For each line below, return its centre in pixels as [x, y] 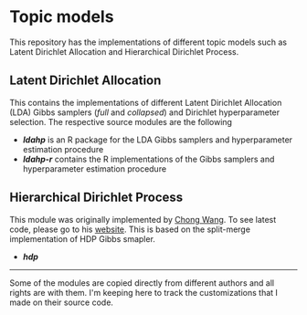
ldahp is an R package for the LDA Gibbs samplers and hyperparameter [158, 140]
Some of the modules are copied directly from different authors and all [142, 283]
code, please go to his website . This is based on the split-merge [130, 229]
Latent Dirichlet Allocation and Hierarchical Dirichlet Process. [124, 51]
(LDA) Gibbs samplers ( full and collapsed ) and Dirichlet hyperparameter [145, 112]
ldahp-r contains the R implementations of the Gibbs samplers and [148, 159]
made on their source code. [62, 302]
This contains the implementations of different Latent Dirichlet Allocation [146, 102]
